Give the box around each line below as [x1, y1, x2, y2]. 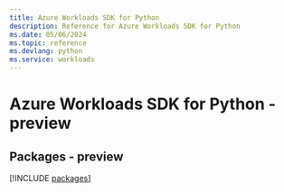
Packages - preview [9, 149, 124, 164]
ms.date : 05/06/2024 [9, 30, 88, 39]
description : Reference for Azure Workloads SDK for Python [9, 22, 241, 31]
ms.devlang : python [9, 47, 83, 56]
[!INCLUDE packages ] [9, 173, 91, 183]
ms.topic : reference [9, 38, 88, 48]
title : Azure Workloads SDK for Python [9, 13, 160, 23]
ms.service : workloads [9, 55, 95, 64]
